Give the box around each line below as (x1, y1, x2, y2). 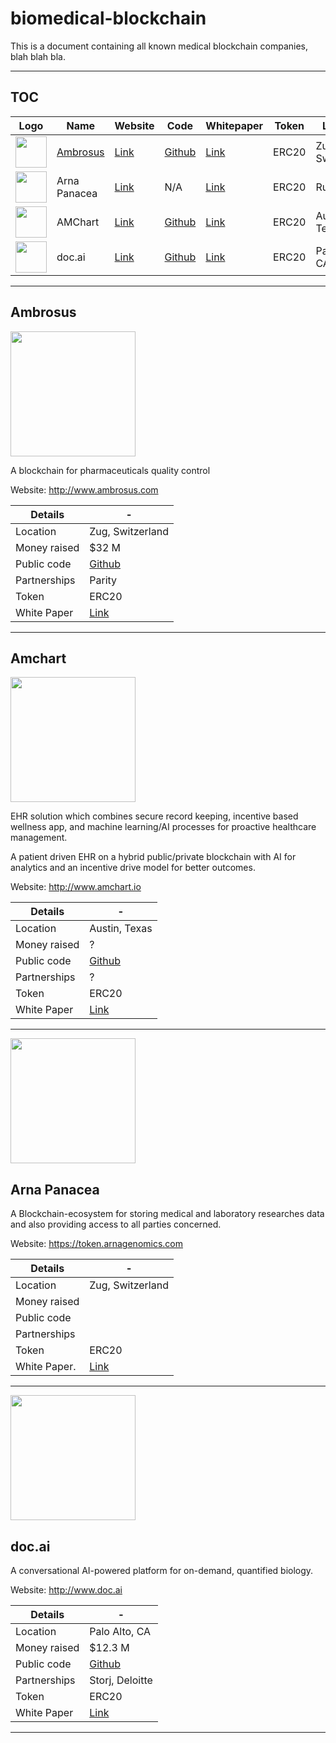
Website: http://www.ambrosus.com (10, 483, 159, 496)
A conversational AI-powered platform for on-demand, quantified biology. (10, 1565, 314, 1576)
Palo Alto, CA (89, 1625, 152, 1638)
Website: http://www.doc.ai (10, 1584, 123, 1596)
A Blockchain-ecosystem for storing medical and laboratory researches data (10, 1208, 325, 1220)
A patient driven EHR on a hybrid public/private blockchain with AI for (10, 851, 297, 863)
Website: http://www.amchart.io (10, 881, 142, 893)
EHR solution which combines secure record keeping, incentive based (10, 810, 299, 822)
